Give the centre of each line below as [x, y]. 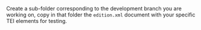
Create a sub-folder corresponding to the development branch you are [94, 9]
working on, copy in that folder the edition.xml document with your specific [101, 15]
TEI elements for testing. [37, 21]
